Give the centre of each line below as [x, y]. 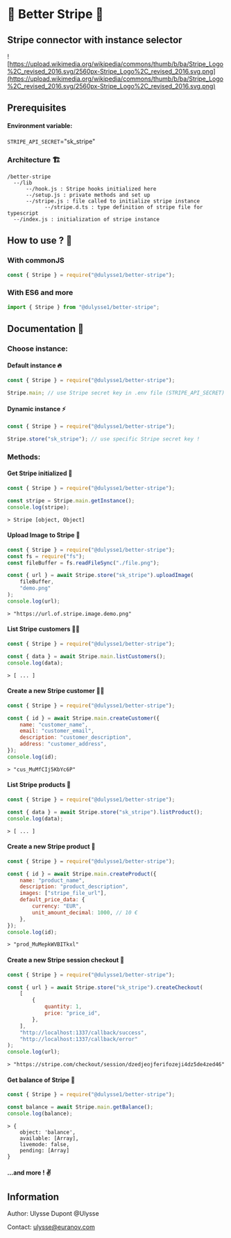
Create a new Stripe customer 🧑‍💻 [56, 691]
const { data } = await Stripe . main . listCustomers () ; [87, 656]
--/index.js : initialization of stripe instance [86, 219]
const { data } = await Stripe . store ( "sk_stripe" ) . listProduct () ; [105, 812]
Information [33, 1197]
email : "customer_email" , [57, 731]
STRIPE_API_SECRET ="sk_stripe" [51, 141]
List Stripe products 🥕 [39, 785]
